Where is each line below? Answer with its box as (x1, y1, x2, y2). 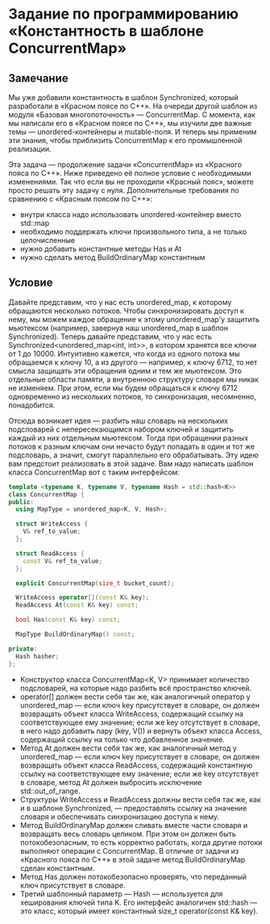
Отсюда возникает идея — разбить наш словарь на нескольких (8, 416, 228, 425)
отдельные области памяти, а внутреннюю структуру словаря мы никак (8, 374, 260, 384)
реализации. (8, 144, 52, 153)
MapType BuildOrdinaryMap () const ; (15, 630, 135, 638)
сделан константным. (19, 863, 95, 872)
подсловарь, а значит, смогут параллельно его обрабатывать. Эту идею (8, 449, 260, 460)
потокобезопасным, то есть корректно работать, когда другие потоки (19, 837, 263, 847)
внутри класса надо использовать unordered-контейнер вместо (19, 210, 242, 219)
